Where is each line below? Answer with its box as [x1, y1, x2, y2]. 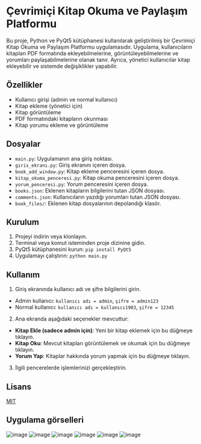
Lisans [6, 381, 32, 392]
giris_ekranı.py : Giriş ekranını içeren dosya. [14, 161, 126, 168]
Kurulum [6, 217, 40, 227]
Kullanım [6, 270, 40, 280]
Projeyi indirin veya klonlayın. [14, 233, 87, 240]
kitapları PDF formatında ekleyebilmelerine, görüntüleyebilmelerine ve [6, 49, 179, 57]
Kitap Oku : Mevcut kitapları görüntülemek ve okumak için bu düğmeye [14, 340, 191, 347]
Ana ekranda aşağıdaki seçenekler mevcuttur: [14, 315, 129, 322]
